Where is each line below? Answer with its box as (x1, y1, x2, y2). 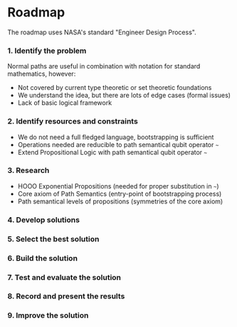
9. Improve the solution (7, 311, 89, 321)
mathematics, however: (7, 69, 76, 79)
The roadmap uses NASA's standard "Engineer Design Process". (7, 28, 197, 36)
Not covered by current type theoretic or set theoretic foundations (17, 84, 212, 92)
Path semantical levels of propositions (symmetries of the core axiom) (17, 197, 223, 206)
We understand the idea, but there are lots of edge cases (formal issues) (17, 91, 231, 100)
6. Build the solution (7, 253, 78, 263)
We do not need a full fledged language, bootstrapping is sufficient (17, 133, 214, 141)
